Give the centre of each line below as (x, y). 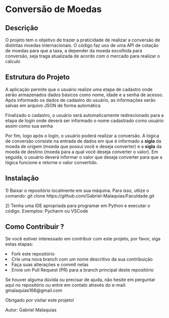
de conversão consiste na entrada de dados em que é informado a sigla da (83, 141)
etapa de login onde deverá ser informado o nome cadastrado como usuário (84, 120)
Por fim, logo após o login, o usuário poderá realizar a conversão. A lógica (82, 136)
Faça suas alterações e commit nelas (50, 265)
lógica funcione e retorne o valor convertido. (52, 162)
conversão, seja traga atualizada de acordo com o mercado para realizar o (83, 56)
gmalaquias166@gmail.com (34, 290)
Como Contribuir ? (35, 227)
